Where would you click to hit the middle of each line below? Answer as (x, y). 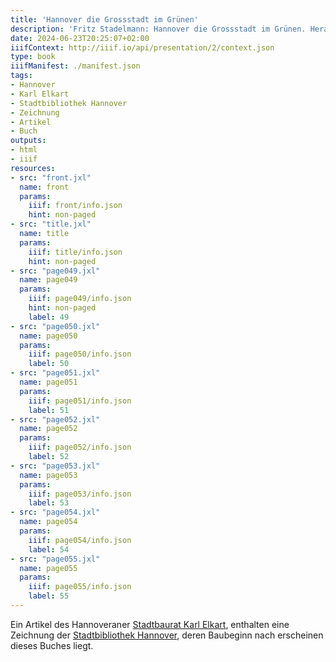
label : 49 (49, 317)
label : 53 (49, 503)
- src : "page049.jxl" (55, 271)
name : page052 (48, 429)
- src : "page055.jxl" (55, 559)
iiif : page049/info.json (80, 299)
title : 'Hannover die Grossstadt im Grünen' (104, 19)
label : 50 (49, 364)
